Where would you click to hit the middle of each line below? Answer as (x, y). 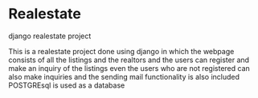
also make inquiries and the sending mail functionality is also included (124, 76)
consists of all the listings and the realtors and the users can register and (129, 60)
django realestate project (50, 36)
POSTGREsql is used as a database (67, 85)
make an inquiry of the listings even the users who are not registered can (129, 68)
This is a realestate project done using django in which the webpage (121, 51)
